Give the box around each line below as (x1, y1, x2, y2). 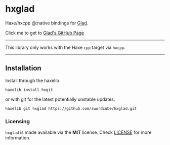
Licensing (5, 118, 30, 125)
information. (5, 135, 31, 141)
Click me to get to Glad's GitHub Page (5, 30, 84, 36)
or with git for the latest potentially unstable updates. (5, 96, 115, 102)
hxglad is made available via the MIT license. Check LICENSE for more (5, 129, 152, 135)
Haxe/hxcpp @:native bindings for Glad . (5, 20, 89, 26)
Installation (5, 64, 41, 73)
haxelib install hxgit (5, 87, 53, 92)
